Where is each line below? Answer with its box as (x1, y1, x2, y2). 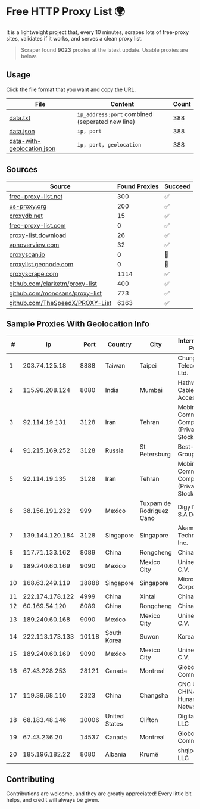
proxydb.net (9, 211, 43, 220)
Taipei (139, 362, 157, 370)
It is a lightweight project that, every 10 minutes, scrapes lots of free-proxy (6, 28, 189, 36)
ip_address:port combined (77, 110, 153, 118)
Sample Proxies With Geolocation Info (6, 319, 150, 329)
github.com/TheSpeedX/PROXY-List (9, 298, 112, 307)
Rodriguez (139, 507, 168, 515)
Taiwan (105, 362, 126, 370)
